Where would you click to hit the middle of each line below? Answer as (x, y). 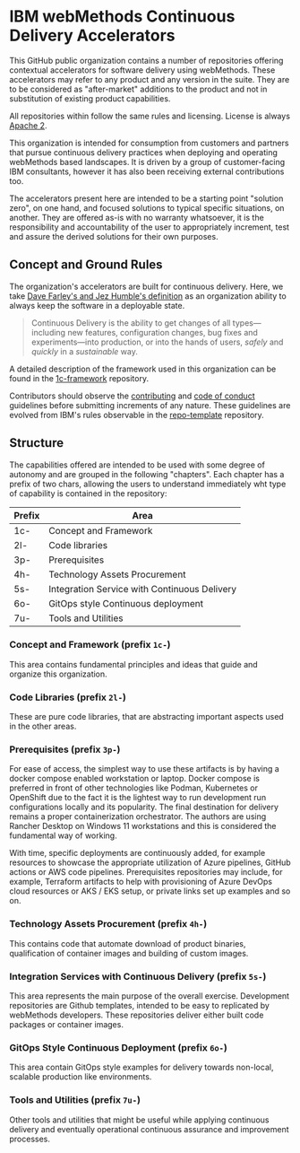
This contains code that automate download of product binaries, (128, 943)
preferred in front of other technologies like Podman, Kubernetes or (133, 788)
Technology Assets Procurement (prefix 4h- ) (108, 924)
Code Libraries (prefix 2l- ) (68, 697)
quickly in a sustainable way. (85, 351)
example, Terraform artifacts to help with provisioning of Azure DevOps (141, 882)
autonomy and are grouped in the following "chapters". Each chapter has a (147, 474)
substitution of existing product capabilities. (90, 98)
